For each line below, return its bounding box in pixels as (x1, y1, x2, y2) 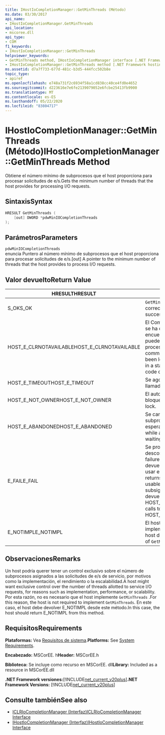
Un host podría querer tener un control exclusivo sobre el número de (5, 568, 144, 574)
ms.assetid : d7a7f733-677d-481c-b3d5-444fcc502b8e (5, 67, 111, 72)
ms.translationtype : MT (5, 90, 54, 95)
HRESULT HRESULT (51, 290, 97, 297)
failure (145, 456, 160, 463)
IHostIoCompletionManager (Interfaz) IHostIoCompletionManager (12, 719, 144, 726)
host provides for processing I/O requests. (5, 183, 91, 189)
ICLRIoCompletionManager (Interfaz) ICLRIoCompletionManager (12, 709, 141, 715)
